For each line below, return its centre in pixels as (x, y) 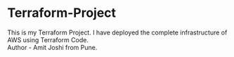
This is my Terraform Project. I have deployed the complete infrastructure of (117, 32)
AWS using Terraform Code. (48, 39)
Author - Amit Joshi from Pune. (52, 47)
